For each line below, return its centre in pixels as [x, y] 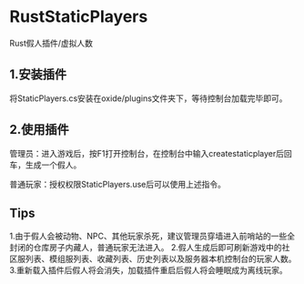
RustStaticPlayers [79, 17]
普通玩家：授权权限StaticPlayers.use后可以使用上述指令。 [117, 184]
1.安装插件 [38, 75]
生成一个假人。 [53, 165]
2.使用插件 [40, 130]
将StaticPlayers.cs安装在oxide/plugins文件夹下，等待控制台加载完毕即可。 [149, 98]
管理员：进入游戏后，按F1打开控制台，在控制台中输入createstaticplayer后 [147, 153]
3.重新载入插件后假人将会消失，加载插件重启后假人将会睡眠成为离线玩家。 [149, 270]
